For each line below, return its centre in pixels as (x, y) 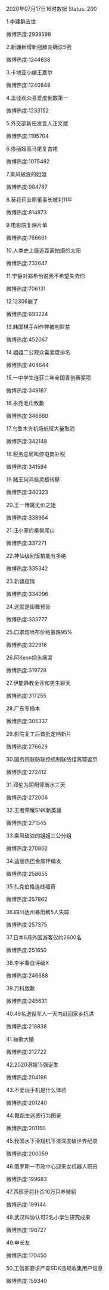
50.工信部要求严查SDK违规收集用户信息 (54, 1268)
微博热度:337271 (26, 543)
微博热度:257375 (27, 925)
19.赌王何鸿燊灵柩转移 (33, 479)
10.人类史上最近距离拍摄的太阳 (44, 251)
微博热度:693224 (27, 314)
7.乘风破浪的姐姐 (27, 174)
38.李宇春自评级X (28, 963)
